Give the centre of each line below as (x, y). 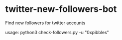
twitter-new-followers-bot (61, 9)
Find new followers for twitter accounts (45, 23)
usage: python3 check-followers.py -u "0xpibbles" (57, 32)
